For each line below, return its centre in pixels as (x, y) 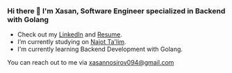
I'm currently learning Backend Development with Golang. (100, 49)
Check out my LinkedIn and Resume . (70, 34)
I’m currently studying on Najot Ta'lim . (72, 42)
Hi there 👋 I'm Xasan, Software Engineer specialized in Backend (116, 11)
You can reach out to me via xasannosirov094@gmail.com (91, 63)
